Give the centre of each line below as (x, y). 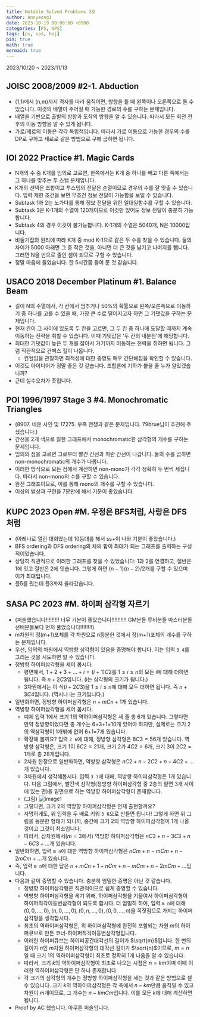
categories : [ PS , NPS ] (34, 28)
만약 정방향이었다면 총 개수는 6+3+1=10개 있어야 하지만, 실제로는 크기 (105, 724)
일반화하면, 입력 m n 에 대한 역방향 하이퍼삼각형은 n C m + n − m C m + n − (99, 850)
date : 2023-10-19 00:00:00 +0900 (48, 23)
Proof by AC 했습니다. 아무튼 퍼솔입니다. (62, 1007)
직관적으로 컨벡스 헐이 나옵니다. (58, 351)
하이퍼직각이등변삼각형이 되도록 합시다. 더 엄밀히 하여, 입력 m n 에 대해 (105, 903)
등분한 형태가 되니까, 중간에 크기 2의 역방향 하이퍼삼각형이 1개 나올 (112, 821)
